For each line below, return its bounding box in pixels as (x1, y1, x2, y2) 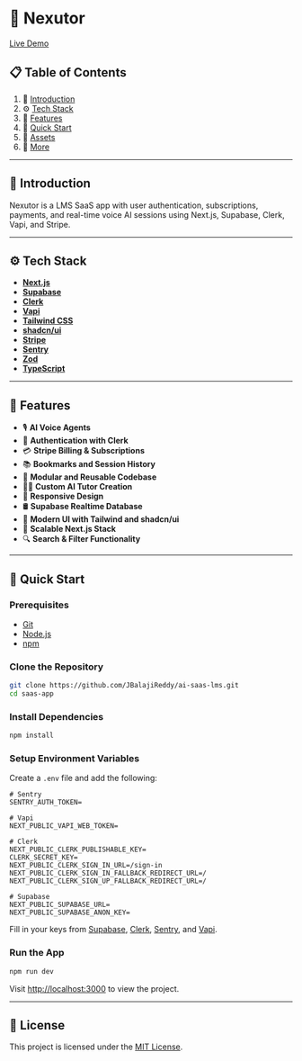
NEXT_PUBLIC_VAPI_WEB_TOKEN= (9, 822, 119, 831)
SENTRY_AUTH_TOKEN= (9, 798, 83, 807)
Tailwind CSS (22, 315, 74, 327)
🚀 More (22, 141, 50, 152)
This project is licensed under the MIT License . (9, 1041, 183, 1052)
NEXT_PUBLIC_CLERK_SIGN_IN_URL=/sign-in (9, 861, 164, 870)
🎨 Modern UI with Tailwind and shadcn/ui (22, 514, 180, 525)
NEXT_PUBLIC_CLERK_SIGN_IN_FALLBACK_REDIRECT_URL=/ (9, 868, 207, 878)
